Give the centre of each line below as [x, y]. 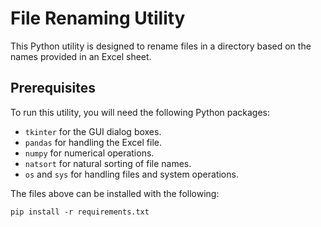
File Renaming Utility [98, 18]
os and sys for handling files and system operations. [131, 174]
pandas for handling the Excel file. [93, 142]
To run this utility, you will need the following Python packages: [140, 112]
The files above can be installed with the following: [115, 193]
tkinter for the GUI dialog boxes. [93, 131]
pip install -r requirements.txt [80, 212]
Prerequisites [53, 88]
